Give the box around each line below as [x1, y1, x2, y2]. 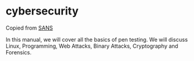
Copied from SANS [5, 24, 53, 31]
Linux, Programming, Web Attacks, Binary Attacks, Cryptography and [5, 42, 178, 50]
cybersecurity [5, 4, 79, 18]
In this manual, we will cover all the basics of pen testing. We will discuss [5, 36, 189, 43]
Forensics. [5, 48, 32, 56]
